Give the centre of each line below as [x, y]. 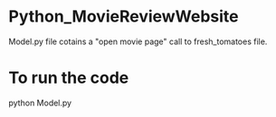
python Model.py [40, 103]
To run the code [69, 78]
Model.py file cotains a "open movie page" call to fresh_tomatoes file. [138, 41]
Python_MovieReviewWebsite [124, 17]
